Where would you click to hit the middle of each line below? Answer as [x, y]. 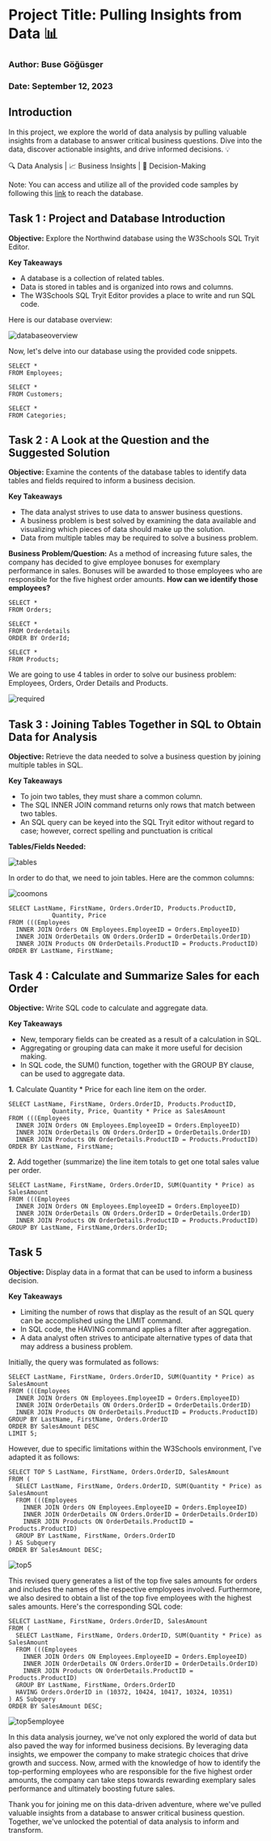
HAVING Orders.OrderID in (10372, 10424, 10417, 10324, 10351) [124, 1692]
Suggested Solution [59, 453]
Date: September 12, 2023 [61, 87]
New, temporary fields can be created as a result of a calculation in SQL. [141, 1040]
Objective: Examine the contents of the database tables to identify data [127, 472]
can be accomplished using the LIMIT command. [102, 1320]
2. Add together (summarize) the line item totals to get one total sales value [134, 1162]
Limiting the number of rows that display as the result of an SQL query [137, 1312]
